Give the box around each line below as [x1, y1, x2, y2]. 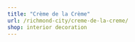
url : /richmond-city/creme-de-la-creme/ [7, 17, 129, 24]
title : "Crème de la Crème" [7, 10, 91, 18]
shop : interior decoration [7, 23, 87, 31]
